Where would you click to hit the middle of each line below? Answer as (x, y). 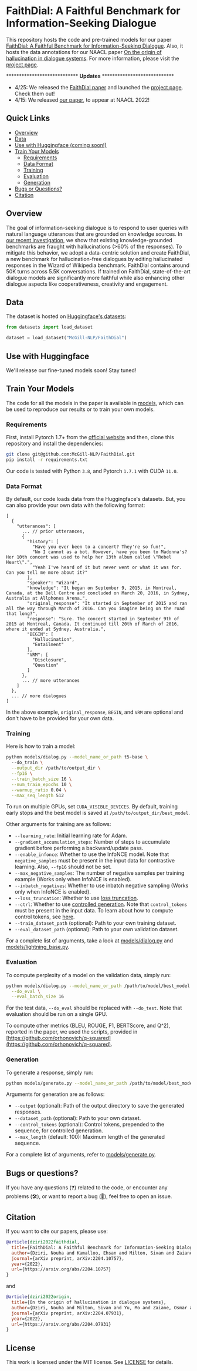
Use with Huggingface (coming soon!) (60, 145)
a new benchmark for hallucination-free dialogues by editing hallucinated (94, 259)
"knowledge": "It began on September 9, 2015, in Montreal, (102, 588)
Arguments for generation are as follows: (55, 1094)
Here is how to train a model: (41, 746)
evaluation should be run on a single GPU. (57, 1014)
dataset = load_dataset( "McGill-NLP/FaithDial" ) (67, 338)
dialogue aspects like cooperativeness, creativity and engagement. (87, 284)
